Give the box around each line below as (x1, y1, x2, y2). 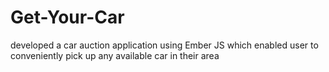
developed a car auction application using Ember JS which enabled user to (10, 39, 319, 51)
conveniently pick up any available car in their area (10, 49, 220, 61)
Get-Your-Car (10, 6, 125, 29)
